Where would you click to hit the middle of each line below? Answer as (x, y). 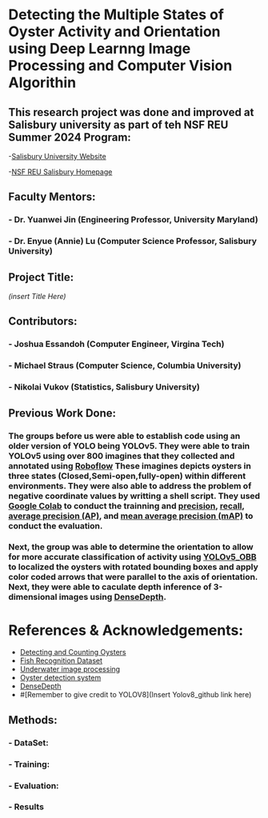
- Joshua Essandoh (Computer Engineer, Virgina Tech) (116, 344)
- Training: (29, 764)
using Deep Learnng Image (100, 49)
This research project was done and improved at (131, 112)
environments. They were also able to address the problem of (130, 485)
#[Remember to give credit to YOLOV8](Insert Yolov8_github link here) (136, 695)
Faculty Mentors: (52, 197)
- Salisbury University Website (57, 156)
